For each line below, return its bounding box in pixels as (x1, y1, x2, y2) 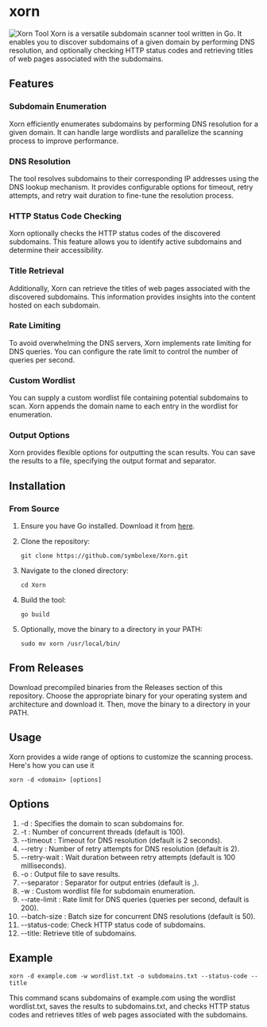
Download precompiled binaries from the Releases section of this (9, 682, 223, 692)
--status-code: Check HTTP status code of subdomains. (20, 920, 206, 929)
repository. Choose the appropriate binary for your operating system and (9, 691, 247, 700)
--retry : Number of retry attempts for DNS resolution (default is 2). (20, 843, 240, 853)
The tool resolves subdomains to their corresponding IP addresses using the (9, 173, 259, 183)
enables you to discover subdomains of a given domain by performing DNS (9, 37, 255, 46)
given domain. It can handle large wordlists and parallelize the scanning (9, 127, 243, 137)
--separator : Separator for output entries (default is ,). (20, 878, 199, 887)
